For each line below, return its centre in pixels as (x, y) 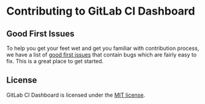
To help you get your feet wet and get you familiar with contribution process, (103, 48)
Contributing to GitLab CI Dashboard (101, 11)
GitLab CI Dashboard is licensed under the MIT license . (76, 95)
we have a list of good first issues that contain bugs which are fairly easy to (102, 55)
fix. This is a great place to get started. (55, 61)
